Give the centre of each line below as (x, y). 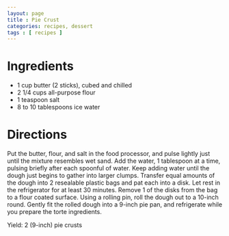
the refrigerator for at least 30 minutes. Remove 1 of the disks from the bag (112, 190)
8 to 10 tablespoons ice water (58, 107)
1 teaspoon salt (38, 100)
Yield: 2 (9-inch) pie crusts (45, 225)
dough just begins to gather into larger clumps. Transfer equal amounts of (111, 176)
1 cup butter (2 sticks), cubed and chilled (74, 86)
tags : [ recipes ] (35, 32)
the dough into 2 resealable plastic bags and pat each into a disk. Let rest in (114, 183)
